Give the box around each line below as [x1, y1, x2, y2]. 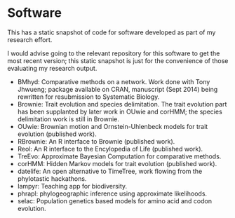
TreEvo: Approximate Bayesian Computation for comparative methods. [17, 152, 222, 161]
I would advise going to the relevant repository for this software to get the [7, 49, 220, 57]
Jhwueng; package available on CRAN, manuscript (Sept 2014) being [17, 85, 218, 93]
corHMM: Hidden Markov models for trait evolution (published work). [17, 159, 217, 168]
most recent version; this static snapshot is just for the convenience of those [7, 56, 229, 64]
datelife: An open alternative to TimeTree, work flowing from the [17, 167, 203, 175]
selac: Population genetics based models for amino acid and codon [17, 196, 213, 205]
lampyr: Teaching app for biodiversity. [17, 182, 128, 190]
